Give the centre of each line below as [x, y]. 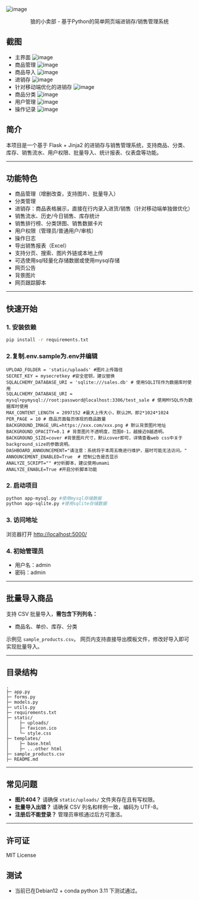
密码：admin [30, 572]
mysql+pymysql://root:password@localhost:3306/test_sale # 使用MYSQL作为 [97, 400]
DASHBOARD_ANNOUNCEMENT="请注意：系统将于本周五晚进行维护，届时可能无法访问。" [97, 451]
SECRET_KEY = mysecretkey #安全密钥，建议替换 [61, 376]
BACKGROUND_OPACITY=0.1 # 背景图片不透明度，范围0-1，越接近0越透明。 [86, 432]
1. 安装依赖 [21, 327]
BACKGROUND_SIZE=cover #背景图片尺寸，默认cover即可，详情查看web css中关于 [94, 438]
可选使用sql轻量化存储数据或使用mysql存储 [67, 260]
